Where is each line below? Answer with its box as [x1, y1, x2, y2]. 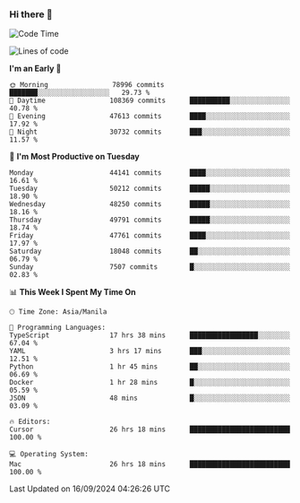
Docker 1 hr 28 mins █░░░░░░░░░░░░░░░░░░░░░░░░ [9, 378, 291, 387]
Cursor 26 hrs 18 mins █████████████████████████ [9, 425, 291, 434]
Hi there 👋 [9, 8, 54, 21]
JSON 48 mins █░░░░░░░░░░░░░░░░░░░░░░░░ [9, 394, 291, 403]
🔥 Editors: [9, 417, 51, 427]
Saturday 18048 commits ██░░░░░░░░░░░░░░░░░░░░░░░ [9, 247, 291, 256]
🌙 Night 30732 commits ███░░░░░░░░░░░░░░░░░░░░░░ [9, 127, 291, 137]
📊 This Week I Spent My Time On [9, 287, 136, 298]
